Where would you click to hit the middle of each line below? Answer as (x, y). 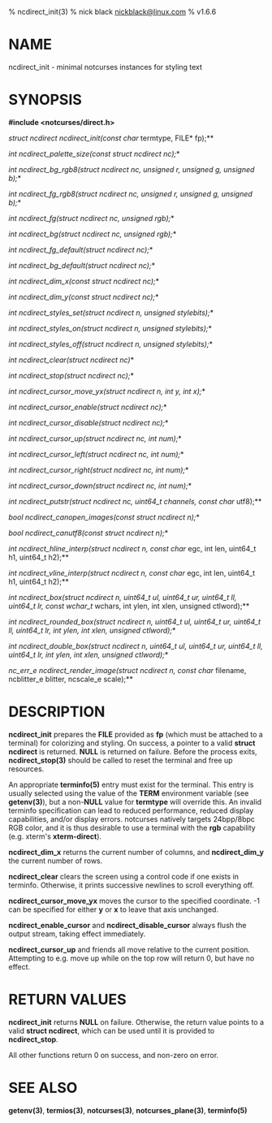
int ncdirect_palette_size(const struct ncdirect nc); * (94, 153)
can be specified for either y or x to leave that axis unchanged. (114, 909)
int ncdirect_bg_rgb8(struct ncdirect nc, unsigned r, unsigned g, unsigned (132, 169)
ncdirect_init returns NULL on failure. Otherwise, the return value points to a (136, 1021)
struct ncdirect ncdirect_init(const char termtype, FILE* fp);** (111, 138)
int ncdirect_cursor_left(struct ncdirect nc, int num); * (96, 454)
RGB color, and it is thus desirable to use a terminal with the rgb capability (132, 827)
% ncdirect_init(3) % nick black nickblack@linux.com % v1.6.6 (112, 12)
